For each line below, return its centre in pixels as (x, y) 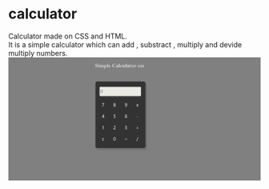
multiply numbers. (38, 53)
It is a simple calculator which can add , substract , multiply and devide (125, 44)
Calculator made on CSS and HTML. (68, 36)
